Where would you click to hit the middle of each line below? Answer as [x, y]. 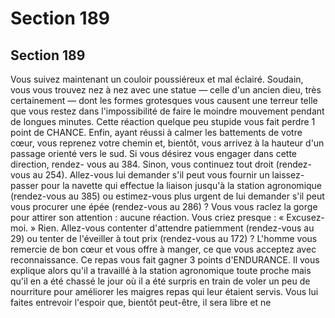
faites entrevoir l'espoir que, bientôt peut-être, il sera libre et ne [141, 302]
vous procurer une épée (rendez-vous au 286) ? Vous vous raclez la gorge [164, 206]
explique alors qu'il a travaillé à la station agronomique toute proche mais [161, 270]
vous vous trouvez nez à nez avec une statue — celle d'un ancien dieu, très [166, 90]
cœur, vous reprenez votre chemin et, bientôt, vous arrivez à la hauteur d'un [167, 143]
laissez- [288, 175]
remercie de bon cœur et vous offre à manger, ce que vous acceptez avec [163, 249]
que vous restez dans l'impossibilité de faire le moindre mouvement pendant [167, 111]
